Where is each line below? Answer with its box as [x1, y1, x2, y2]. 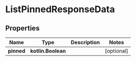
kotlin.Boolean [30, 47, 66, 54]
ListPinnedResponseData [5, 4, 115, 15]
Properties [5, 24, 40, 33]
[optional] [104, 47, 129, 54]
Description [71, 39, 100, 46]
